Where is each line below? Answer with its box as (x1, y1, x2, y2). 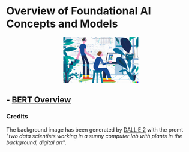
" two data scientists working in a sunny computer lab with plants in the (6, 132, 182, 139)
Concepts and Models (6, 17, 118, 31)
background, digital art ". (6, 139, 67, 146)
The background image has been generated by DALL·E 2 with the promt (6, 126, 184, 133)
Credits (6, 113, 28, 121)
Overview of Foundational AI (6, 4, 151, 18)
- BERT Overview (6, 95, 71, 105)
